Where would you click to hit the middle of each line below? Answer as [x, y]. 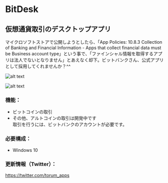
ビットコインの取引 [32, 112]
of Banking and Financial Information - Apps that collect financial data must [83, 48]
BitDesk [22, 9]
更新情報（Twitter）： [31, 164]
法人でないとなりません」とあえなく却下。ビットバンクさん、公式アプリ [89, 60]
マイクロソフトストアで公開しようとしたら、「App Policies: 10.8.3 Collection [84, 42]
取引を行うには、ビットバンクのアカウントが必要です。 [70, 125]
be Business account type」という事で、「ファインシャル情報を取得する [79, 54]
